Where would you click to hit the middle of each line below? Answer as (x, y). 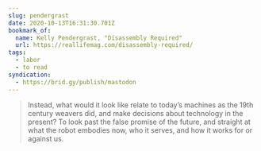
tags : (17, 52)
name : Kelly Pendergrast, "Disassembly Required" (99, 38)
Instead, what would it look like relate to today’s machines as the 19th (140, 105)
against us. (46, 138)
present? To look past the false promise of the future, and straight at (139, 122)
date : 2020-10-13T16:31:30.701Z (61, 23)
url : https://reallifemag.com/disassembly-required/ (104, 45)
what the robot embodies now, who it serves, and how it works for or (140, 130)
